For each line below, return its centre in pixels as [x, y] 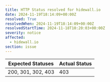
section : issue [21, 47]
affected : [15, 38]
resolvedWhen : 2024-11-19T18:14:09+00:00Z [50, 24]
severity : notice [23, 33]
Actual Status [76, 64]
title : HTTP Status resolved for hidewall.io [53, 10]
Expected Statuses [31, 64]
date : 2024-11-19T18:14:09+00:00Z [41, 14]
